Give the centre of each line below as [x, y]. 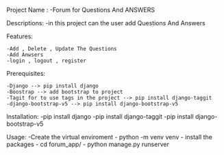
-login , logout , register [47, 61]
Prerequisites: [26, 73]
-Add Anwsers [25, 55]
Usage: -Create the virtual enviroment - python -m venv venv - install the [110, 137]
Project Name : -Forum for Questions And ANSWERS [81, 10]
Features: [20, 36]
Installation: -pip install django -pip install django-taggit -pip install [100, 116]
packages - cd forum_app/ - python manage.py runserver [88, 144]
